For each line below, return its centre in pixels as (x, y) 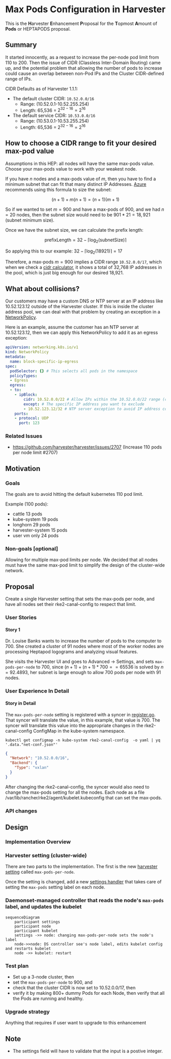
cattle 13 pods (27, 514)
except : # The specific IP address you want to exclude (84, 404)
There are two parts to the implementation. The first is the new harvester (81, 867)
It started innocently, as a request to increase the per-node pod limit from (82, 57)
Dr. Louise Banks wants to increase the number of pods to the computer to (83, 641)
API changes (21, 811)
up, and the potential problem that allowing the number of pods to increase (84, 68)
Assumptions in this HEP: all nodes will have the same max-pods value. (80, 163)
